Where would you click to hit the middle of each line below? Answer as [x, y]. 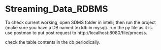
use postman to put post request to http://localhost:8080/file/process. [76, 33]
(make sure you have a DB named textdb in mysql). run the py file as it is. [79, 27]
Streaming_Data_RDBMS [57, 9]
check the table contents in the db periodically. [53, 42]
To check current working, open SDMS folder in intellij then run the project [80, 22]
